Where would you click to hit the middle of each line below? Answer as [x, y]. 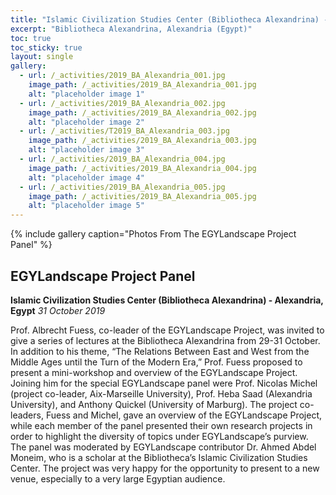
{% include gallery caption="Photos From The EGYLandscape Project [153, 234]
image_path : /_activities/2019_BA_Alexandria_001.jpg [142, 85]
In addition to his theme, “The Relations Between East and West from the [160, 351]
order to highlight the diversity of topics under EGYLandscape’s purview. [159, 436]
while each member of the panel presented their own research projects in [161, 425]
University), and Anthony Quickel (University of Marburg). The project [154, 404]
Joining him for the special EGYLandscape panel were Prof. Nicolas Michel [164, 383]
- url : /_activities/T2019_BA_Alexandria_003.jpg [124, 131]
